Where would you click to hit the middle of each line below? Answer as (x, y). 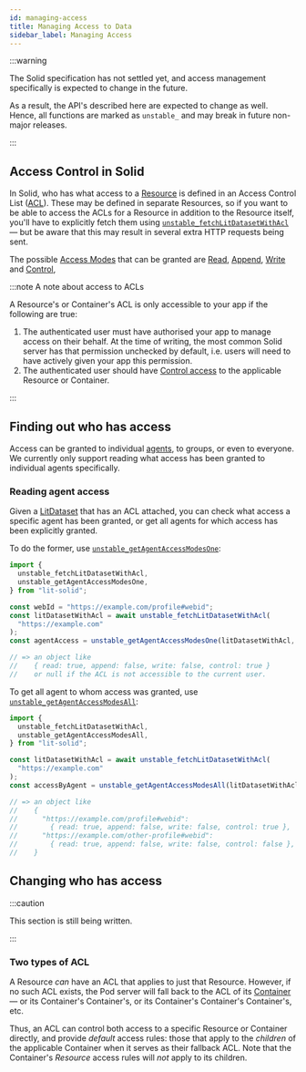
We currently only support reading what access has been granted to (138, 458)
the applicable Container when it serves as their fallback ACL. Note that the (151, 1048)
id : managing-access (49, 18)
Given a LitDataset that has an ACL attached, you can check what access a (150, 511)
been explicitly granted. (54, 531)
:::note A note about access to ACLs (76, 287)
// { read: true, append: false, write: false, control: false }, (153, 844)
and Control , (33, 269)
